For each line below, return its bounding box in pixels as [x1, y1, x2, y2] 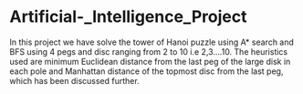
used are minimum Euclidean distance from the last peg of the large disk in [9, 56, 291, 67]
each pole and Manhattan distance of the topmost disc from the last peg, [9, 66, 284, 77]
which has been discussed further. [9, 75, 140, 86]
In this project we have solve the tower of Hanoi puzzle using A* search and [9, 37, 295, 47]
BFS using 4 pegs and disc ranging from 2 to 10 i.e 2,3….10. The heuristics [9, 46, 288, 57]
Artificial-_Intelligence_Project [9, 6, 247, 27]
